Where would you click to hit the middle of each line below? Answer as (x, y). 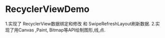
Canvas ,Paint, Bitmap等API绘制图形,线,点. (62, 30)
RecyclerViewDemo (47, 9)
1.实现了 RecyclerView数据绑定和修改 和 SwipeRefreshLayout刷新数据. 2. (80, 23)
